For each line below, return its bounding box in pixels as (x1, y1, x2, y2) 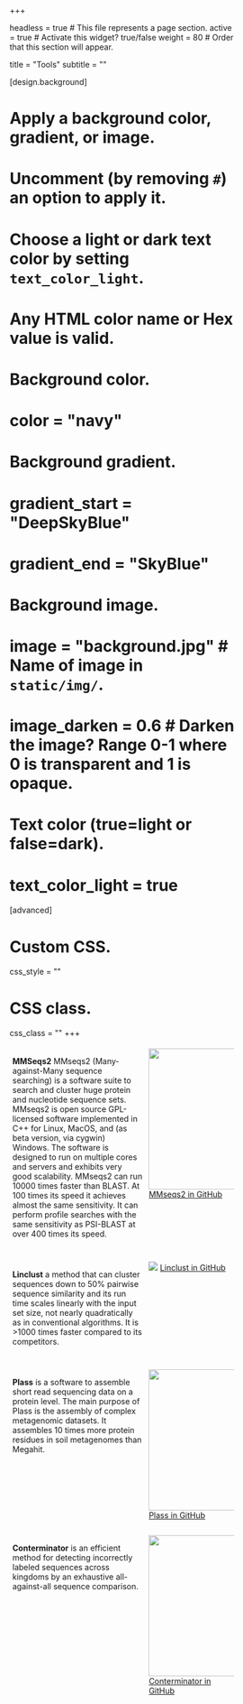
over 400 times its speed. (12, 1228, 107, 1239)
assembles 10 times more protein (12, 1425, 135, 1436)
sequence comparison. (52, 1581, 139, 1592)
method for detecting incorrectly (12, 1552, 133, 1563)
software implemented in (45, 1114, 139, 1125)
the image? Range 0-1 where (9, 735, 228, 755)
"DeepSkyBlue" (9, 512, 130, 532)
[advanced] (9, 904, 53, 916)
